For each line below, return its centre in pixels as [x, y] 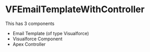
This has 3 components [30, 23]
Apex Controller [29, 44]
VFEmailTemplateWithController [75, 9]
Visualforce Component [37, 39]
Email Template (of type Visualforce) [51, 33]
